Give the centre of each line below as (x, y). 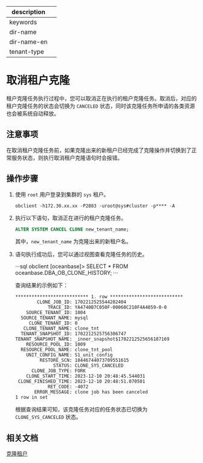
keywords (23, 22)
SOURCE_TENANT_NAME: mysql (55, 318)
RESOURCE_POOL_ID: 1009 (56, 344)
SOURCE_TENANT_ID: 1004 (56, 313)
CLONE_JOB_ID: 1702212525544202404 (82, 302)
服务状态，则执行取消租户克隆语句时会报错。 (67, 157)
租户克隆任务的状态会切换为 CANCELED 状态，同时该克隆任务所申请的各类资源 (101, 106)
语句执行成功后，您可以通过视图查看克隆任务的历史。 (81, 254)
